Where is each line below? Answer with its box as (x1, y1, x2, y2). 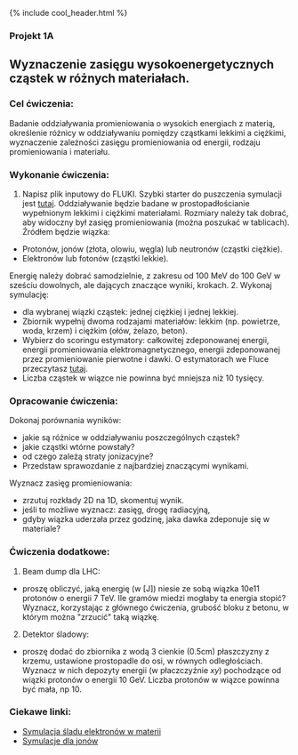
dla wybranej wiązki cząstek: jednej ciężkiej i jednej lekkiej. (21, 306, 238, 317)
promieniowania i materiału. (9, 146, 110, 157)
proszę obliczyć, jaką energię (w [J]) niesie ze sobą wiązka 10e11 (21, 582, 260, 594)
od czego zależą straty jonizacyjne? (21, 451, 154, 462)
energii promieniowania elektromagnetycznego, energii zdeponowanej (21, 344, 280, 355)
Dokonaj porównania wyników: (9, 415, 122, 426)
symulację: (9, 289, 49, 300)
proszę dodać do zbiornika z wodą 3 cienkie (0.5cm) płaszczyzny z (21, 646, 270, 656)
